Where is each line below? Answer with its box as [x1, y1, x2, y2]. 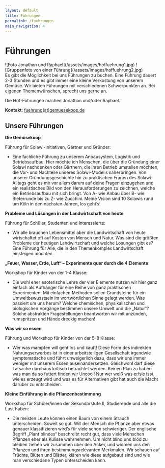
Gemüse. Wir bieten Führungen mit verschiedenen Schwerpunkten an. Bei [5, 83, 155, 89]
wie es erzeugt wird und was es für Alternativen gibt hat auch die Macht [12, 376, 158, 382]
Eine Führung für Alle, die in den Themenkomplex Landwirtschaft [12, 245, 144, 251]
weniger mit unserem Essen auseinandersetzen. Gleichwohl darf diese [12, 360, 155, 366]
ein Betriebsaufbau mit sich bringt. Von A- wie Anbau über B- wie [12, 191, 145, 196]
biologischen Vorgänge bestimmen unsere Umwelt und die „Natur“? [12, 306, 149, 311]
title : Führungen [5, 13, 41, 18]
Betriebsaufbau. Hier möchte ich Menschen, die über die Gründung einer [12, 159, 160, 165]
